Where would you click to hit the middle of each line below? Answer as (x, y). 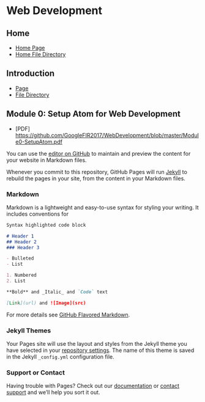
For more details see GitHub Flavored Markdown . (68, 315)
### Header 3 (23, 247)
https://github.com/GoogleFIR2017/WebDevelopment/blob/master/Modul (107, 135)
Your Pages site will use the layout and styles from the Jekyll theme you (97, 343)
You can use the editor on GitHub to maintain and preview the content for (99, 153)
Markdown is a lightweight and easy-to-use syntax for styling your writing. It (102, 207)
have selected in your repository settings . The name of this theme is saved (100, 350)
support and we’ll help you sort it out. (53, 392)
